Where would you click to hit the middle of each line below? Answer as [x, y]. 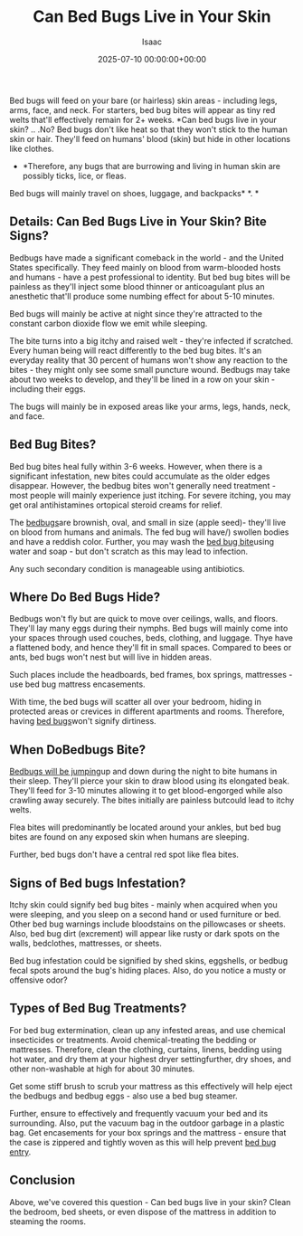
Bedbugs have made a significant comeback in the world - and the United [147, 257]
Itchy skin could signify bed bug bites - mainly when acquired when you [143, 905]
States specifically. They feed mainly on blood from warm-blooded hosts [145, 267]
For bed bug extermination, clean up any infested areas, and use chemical [147, 1030]
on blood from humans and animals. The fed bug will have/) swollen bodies [149, 532]
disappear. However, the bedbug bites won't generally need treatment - [142, 485]
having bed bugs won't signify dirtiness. [83, 721]
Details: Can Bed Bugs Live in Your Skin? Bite [138, 222]
